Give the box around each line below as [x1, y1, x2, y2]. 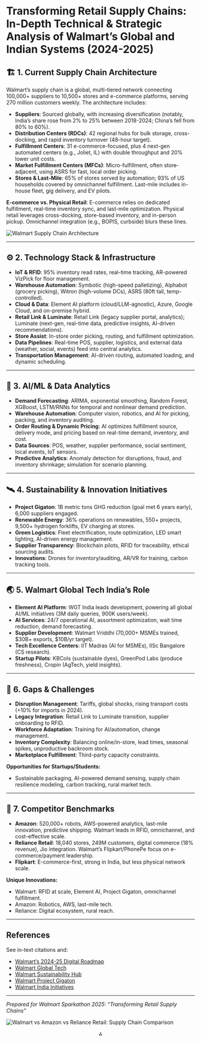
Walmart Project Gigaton [14, 976, 76, 984]
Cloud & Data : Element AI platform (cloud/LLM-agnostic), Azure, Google [14, 300, 193, 308]
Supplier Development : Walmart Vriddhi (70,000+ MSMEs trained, [14, 629, 179, 636]
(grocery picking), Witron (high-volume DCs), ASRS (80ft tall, [14, 287, 166, 295]
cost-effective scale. [14, 832, 66, 839]
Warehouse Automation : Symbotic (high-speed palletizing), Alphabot [14, 281, 187, 288]
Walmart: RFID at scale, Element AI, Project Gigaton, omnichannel [14, 888, 176, 895]
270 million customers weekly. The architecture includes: [6, 99, 147, 106]
